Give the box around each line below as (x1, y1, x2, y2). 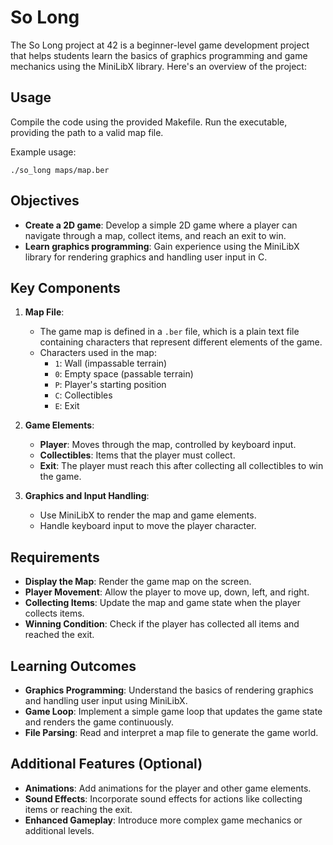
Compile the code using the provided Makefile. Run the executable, (10, 116, 288, 128)
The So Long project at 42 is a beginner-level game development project (10, 39, 310, 51)
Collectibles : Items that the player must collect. (39, 449, 236, 461)
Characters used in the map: (39, 347, 157, 359)
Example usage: (10, 146, 77, 158)
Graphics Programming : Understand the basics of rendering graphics (24, 684, 314, 696)
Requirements (10, 549, 100, 566)
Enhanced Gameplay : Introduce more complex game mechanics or (24, 814, 303, 826)
